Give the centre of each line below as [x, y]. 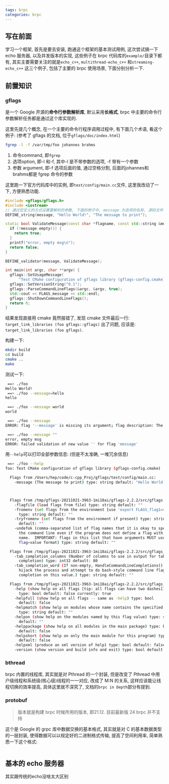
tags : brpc [17, 10]
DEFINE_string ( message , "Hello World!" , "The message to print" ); [76, 215]
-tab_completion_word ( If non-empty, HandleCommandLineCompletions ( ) [89, 566]
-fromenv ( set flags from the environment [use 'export [74, 510]
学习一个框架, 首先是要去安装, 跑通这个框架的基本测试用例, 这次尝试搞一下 [82, 49]
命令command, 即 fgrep [36, 155]
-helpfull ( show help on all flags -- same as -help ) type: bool [84, 598]
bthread [15, 662]
